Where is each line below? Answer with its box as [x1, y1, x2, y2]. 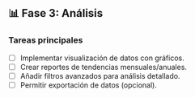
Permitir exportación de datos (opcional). [19, 80, 158, 90]
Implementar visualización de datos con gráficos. [19, 53, 184, 63]
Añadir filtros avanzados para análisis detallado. [19, 71, 180, 80]
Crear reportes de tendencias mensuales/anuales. [19, 62, 188, 71]
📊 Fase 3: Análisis [8, 6, 104, 20]
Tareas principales [8, 35, 83, 46]
